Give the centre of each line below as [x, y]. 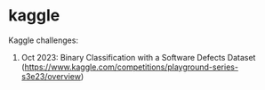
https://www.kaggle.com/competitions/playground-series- [132, 67]
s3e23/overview [51, 76]
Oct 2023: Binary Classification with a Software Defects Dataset [138, 57]
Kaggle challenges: [44, 40]
